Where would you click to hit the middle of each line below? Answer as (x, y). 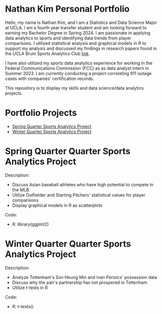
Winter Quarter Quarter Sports (68, 244)
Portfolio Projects (41, 113)
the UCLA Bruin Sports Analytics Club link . (47, 53)
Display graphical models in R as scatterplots (57, 205)
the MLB (20, 190)
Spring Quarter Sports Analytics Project (52, 126)
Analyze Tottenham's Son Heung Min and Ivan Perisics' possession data (84, 277)
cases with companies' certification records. (50, 78)
